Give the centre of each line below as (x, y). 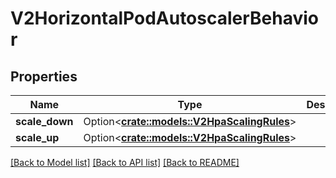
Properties (44, 76)
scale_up (37, 137)
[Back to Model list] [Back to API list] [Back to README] (125, 162)
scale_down (44, 121)
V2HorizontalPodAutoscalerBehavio (165, 18)
